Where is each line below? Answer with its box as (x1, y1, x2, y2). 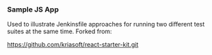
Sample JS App (7, 5, 59, 14)
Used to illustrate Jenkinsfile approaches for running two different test (7, 20, 205, 29)
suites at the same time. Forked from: (7, 27, 112, 35)
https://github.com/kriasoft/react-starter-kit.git (7, 41, 139, 49)
